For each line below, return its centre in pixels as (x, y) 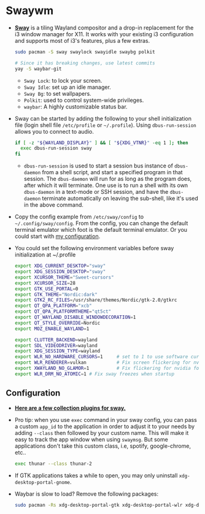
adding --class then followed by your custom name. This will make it (102, 432)
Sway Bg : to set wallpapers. (57, 93)
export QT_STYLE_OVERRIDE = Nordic (57, 323)
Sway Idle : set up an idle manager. (67, 87)
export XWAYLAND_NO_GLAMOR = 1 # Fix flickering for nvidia (102, 369)
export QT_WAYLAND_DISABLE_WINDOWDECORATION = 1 (75, 317)
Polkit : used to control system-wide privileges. (84, 100)
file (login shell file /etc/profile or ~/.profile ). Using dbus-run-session (106, 125)
